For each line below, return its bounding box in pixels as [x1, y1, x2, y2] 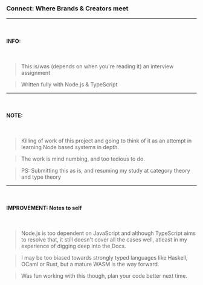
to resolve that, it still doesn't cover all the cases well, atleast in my [21, 235, 187, 243]
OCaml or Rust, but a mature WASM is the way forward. [21, 260, 159, 267]
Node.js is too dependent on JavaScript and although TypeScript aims [21, 229, 196, 237]
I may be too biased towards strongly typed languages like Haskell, [21, 254, 188, 261]
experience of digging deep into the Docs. [21, 242, 126, 249]
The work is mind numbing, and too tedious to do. [21, 155, 145, 162]
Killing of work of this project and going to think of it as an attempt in [21, 137, 192, 144]
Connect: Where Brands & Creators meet [6, 4, 129, 13]
